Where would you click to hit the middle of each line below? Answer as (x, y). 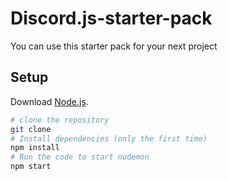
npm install (35, 148)
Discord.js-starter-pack (111, 18)
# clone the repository (60, 120)
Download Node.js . (49, 101)
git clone (31, 129)
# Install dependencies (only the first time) (109, 138)
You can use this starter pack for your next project (114, 46)
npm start (31, 167)
